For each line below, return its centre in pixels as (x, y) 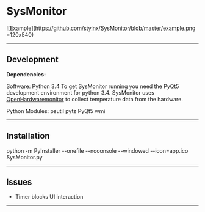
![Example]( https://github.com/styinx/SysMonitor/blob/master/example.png (101, 28)
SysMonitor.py (24, 157)
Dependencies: (26, 74)
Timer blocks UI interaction (49, 197)
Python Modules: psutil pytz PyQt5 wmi (56, 111)
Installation (28, 136)
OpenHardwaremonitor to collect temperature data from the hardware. (95, 99)
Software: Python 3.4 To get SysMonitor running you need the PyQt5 (93, 86)
